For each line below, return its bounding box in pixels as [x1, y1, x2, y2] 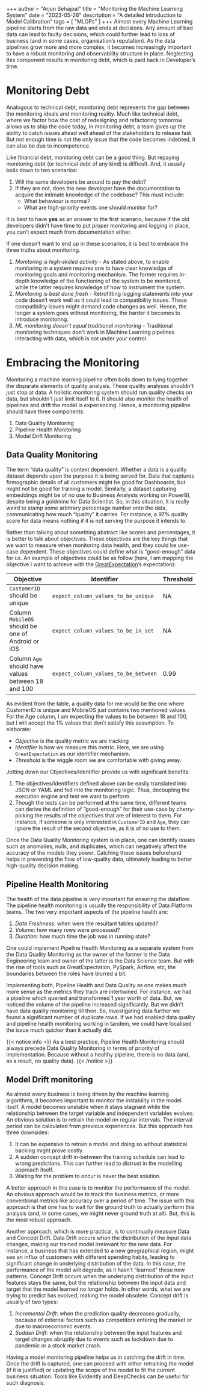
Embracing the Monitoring [6, 356, 140, 370]
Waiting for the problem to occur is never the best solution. [14, 1173, 161, 1180]
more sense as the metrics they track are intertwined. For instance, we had [6, 988, 192, 995]
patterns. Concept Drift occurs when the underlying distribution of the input [6, 1273, 194, 1280]
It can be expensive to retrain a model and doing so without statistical [14, 1141, 188, 1148]
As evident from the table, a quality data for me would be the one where [6, 700, 185, 707]
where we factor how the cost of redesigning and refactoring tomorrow [6, 116, 183, 123]
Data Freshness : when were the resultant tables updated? [14, 920, 159, 927]
